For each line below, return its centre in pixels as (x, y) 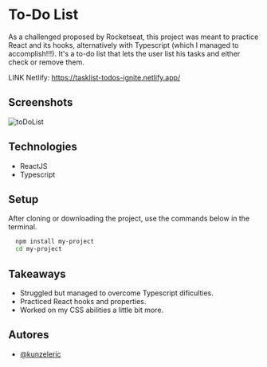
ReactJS (33, 166)
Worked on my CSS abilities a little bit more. (92, 310)
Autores (29, 335)
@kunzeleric (40, 354)
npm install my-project (55, 242)
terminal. (23, 227)
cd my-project (39, 249)
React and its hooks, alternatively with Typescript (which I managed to (124, 45)
